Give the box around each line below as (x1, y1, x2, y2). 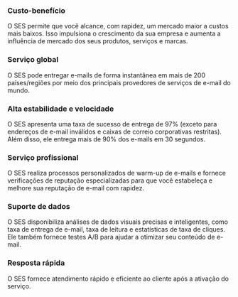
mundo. (7, 86, 30, 94)
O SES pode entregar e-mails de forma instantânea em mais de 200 (7, 70, 206, 80)
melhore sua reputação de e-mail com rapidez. (7, 184, 145, 193)
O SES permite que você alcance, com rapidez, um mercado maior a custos (7, 22, 229, 31)
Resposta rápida (7, 258, 65, 268)
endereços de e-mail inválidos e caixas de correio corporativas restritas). (7, 127, 222, 136)
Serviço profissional (7, 152, 79, 162)
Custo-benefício (7, 6, 66, 16)
